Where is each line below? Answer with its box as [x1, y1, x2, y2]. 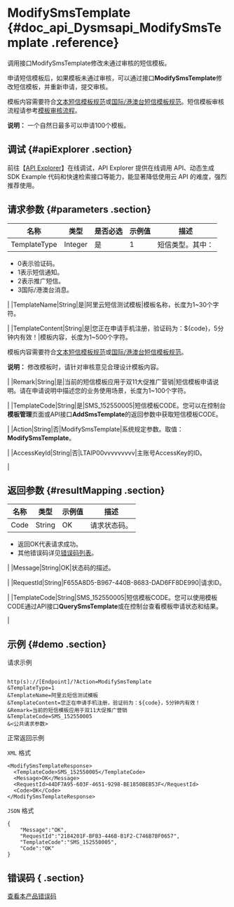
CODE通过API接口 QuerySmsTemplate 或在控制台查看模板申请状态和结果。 [7, 602, 223, 611]
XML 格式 [7, 748, 32, 757]
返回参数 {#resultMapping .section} [7, 484, 165, 496]
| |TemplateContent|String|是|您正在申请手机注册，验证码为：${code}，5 [7, 324, 218, 332]
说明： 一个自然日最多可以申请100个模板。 [7, 121, 130, 129]
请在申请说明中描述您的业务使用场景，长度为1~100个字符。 [19, 386, 191, 394]
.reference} [51, 35, 120, 51]
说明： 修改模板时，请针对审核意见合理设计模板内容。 [7, 363, 163, 371]
